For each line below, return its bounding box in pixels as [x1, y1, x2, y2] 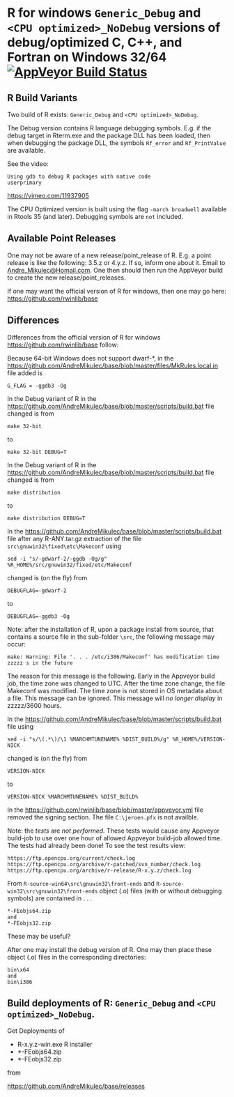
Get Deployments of [7, 1027, 65, 1035]
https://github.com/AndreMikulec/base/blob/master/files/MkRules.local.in [7, 361, 219, 370]
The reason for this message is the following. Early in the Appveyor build [7, 672, 215, 680]
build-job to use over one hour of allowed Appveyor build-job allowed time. [7, 833, 222, 842]
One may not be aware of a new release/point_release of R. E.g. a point [7, 251, 212, 259]
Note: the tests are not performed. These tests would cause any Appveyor [7, 826, 220, 835]
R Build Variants [7, 92, 78, 104]
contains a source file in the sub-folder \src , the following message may [7, 633, 214, 641]
